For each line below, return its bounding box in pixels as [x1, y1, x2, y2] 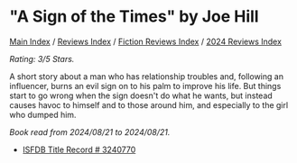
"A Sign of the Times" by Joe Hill [9, 6, 259, 27]
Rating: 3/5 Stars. [9, 53, 75, 64]
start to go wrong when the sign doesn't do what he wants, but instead [9, 90, 273, 101]
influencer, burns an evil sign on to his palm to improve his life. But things [9, 80, 282, 91]
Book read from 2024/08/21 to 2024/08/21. [9, 126, 171, 137]
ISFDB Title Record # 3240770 [22, 144, 136, 155]
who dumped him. [9, 109, 77, 120]
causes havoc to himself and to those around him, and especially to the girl [9, 99, 289, 110]
